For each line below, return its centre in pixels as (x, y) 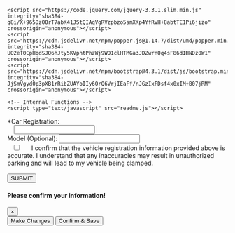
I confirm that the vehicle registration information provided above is (128, 148)
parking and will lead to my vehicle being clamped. (80, 163)
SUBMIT (22, 178)
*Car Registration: (34, 121)
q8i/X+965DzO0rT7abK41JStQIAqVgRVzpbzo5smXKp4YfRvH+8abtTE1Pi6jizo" (109, 22)
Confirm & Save (79, 221)
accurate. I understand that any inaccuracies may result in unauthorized (111, 155)
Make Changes (30, 221)
